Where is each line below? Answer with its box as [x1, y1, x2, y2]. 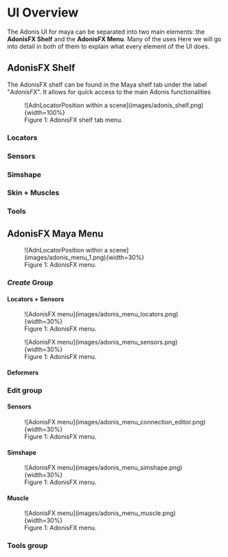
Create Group [7, 278, 54, 287]
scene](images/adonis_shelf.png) [109, 101, 204, 109]
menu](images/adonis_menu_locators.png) [57, 310, 179, 318]
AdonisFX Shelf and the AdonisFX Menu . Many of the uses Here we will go [7, 34, 222, 43]
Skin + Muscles [7, 188, 60, 197]
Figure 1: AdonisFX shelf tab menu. [24, 116, 124, 124]
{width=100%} [24, 108, 65, 116]
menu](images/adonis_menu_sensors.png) [57, 338, 178, 347]
